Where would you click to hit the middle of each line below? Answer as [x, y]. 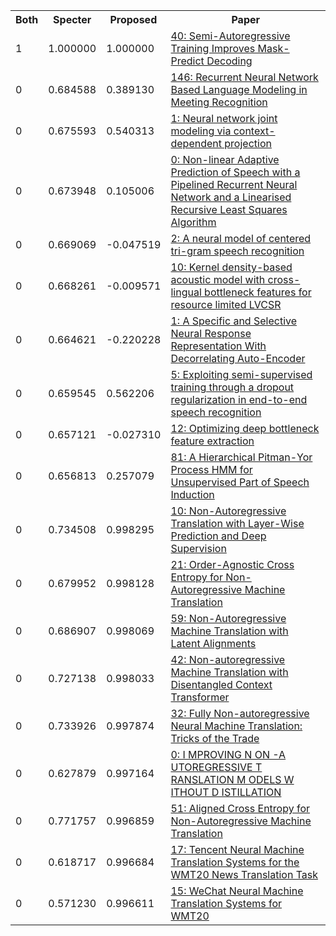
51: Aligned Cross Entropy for [240, 808]
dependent [196, 143]
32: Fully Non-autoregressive [240, 713]
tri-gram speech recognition [237, 251]
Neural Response [211, 333]
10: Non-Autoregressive [228, 511]
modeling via [201, 131]
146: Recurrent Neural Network [244, 77]
